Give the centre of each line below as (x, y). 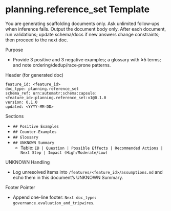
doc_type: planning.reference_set (42, 89)
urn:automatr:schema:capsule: (65, 93)
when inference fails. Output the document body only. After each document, (86, 29)
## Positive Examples (36, 126)
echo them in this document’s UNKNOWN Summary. (68, 177)
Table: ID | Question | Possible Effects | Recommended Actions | (92, 148)
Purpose (14, 50)
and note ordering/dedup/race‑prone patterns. (62, 65)
